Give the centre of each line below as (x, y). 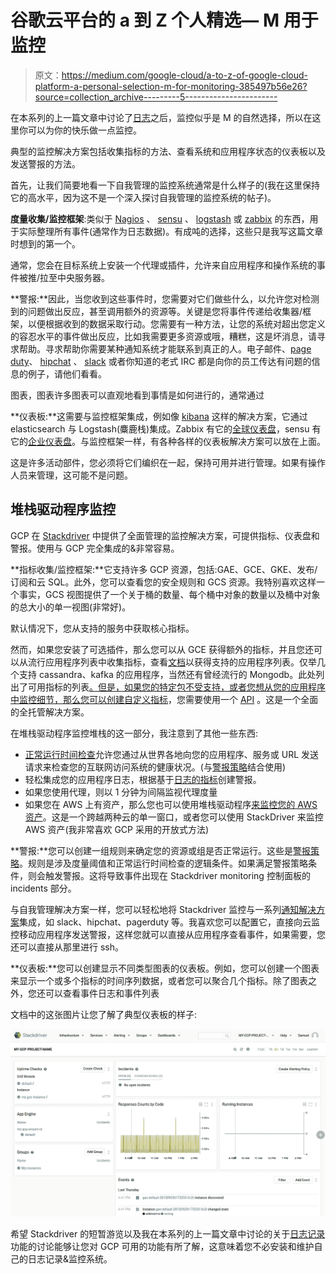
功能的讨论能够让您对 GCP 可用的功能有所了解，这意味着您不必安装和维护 (162, 1247)
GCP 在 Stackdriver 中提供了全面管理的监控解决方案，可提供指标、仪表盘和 (165, 535)
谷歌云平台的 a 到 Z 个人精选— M (145, 20)
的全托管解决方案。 (50, 712)
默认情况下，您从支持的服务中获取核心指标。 (102, 628)
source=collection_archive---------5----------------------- (156, 97)
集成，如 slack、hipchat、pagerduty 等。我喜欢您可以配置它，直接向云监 (170, 922)
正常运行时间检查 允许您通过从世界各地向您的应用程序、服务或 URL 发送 (172, 754)
